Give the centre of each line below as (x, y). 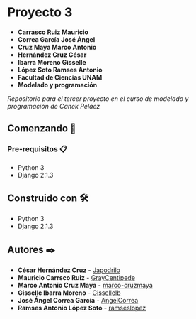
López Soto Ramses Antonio (60, 70)
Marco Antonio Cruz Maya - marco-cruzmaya (85, 286)
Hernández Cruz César (52, 55)
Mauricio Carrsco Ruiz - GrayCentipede (76, 278)
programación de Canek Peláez (54, 106)
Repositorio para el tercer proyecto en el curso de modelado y (98, 98)
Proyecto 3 (40, 12)
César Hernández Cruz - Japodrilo (69, 270)
